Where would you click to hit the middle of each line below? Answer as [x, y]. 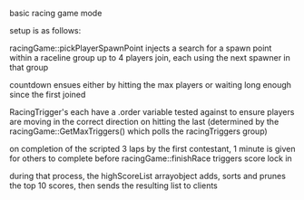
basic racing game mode [56, 13]
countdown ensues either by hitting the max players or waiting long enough [151, 85]
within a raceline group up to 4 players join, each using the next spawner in [150, 57]
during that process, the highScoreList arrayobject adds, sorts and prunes [147, 176]
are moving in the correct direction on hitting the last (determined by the [144, 122]
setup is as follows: [45, 30]
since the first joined [48, 95]
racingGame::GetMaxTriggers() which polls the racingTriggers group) [138, 131]
